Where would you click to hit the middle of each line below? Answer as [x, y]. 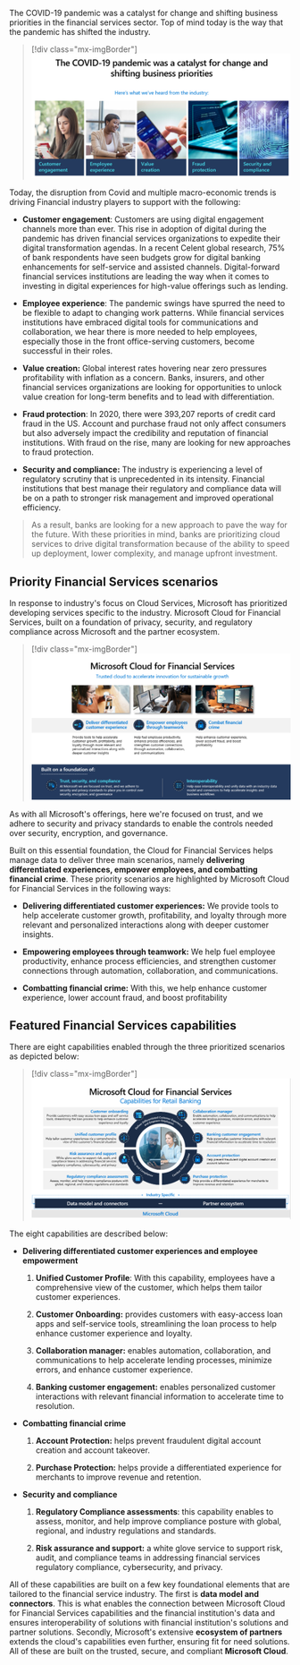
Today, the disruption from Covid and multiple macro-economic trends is [143, 192]
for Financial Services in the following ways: [90, 888]
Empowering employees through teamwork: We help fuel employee [149, 952]
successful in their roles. [67, 351]
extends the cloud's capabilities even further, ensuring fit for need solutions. [150, 1641]
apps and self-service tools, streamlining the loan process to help [156, 1323]
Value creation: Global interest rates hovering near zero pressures [145, 368]
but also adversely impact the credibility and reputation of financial [145, 433]
